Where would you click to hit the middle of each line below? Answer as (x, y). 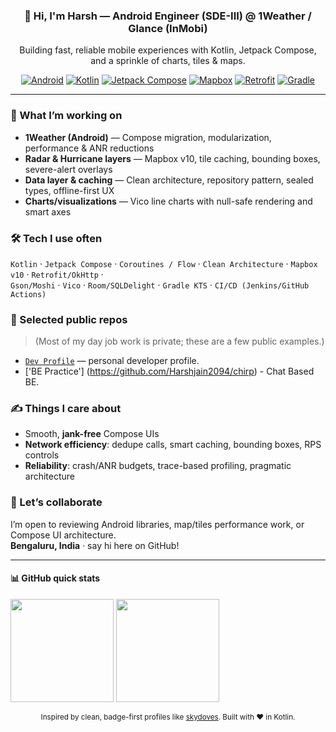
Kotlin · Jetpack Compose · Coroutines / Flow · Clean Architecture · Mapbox (164, 263)
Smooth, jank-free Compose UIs (92, 434)
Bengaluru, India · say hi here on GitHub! (95, 545)
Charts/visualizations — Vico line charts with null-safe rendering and (168, 201)
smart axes (48, 211)
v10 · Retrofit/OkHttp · (57, 274)
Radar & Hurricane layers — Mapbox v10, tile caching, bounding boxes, (172, 158)
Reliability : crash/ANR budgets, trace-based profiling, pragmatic (158, 466)
